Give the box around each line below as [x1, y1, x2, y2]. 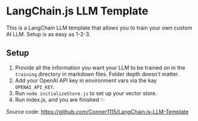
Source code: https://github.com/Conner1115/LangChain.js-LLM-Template [6, 108, 189, 115]
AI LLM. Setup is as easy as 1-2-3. [6, 30, 91, 37]
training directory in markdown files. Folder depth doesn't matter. [14, 70, 179, 78]
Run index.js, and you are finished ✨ [14, 96, 105, 103]
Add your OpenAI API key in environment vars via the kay [14, 76, 157, 84]
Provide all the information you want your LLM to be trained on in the [14, 64, 185, 71]
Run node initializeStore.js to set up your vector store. [14, 89, 158, 97]
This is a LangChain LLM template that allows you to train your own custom [6, 24, 193, 31]
